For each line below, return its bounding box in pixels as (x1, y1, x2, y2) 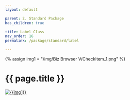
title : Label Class (5, 29, 45, 34)
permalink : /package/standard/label (5, 39, 79, 43)
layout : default (5, 7, 38, 12)
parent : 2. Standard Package (5, 16, 64, 21)
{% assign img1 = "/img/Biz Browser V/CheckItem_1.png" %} (5, 56, 126, 61)
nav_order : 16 (5, 34, 34, 39)
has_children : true (5, 20, 45, 25)
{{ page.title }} (5, 73, 65, 84)
